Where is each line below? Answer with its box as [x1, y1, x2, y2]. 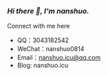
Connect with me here [7, 22, 70, 30]
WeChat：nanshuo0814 [17, 45, 85, 53]
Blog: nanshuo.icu [17, 61, 69, 70]
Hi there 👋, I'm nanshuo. [7, 6, 89, 16]
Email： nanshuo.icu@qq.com [17, 53, 101, 61]
